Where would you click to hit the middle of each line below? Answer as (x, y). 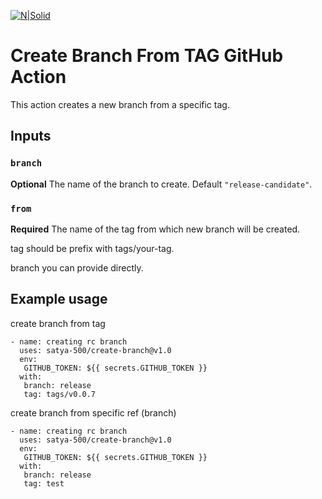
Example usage (59, 299)
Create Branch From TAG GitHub (147, 56)
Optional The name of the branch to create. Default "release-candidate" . (161, 184)
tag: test (44, 483)
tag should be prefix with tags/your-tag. (92, 248)
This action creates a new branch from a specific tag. (120, 104)
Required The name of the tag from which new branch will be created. (155, 229)
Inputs (31, 136)
